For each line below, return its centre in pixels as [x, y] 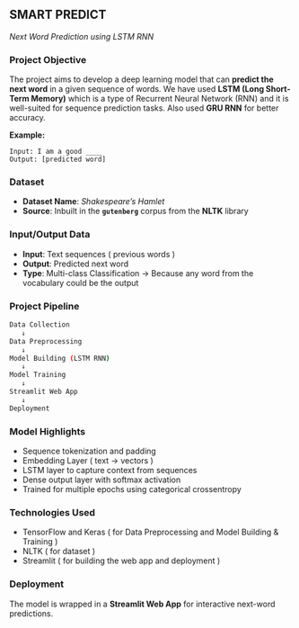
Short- [278, 89]
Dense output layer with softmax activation [101, 480]
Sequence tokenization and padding [89, 451]
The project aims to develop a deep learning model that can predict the [141, 79]
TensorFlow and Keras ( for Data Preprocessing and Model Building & [150, 532]
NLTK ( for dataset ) [59, 552]
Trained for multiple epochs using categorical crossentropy [132, 489]
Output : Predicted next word [75, 264]
